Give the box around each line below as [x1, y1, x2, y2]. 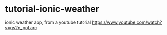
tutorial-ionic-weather [5, 3, 99, 15]
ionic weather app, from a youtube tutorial [5, 19, 91, 25]
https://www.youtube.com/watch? [92, 19, 162, 25]
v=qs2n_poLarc [5, 24, 37, 30]
